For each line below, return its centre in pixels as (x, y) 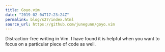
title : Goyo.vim (22, 10)
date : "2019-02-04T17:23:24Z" (37, 15)
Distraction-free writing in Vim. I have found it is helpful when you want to (82, 39)
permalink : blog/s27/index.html (39, 19)
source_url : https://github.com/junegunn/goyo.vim (60, 24)
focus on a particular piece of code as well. (51, 44)
